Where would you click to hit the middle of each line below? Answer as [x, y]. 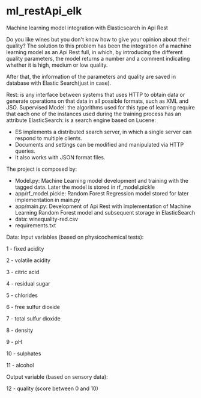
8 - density [20, 330]
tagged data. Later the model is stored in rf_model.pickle [85, 187]
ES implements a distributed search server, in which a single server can [103, 132]
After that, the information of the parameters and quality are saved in [91, 76]
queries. [25, 151]
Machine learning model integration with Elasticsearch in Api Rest [87, 28]
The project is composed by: [42, 169]
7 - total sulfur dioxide [34, 318]
